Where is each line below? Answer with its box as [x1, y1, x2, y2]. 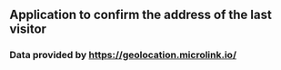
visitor [9, 22, 47, 37]
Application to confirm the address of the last [9, 7, 273, 23]
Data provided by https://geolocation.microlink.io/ [9, 49, 237, 62]
